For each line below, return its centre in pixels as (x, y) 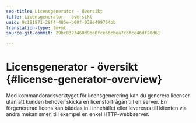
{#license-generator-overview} (84, 80)
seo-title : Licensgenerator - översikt (55, 11)
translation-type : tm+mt (36, 28)
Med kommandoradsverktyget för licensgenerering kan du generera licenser (98, 96)
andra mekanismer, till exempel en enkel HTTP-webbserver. (78, 114)
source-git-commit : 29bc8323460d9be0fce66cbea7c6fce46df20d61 (83, 33)
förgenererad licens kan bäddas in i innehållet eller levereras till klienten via (96, 108)
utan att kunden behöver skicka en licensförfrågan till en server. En (87, 102)
